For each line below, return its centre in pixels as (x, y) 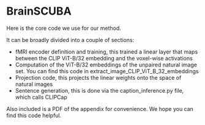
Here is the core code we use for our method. (64, 28)
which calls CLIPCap (41, 97)
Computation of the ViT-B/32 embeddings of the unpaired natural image (106, 65)
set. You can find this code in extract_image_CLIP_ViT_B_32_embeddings (107, 71)
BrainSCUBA (39, 11)
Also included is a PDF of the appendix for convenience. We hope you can (100, 109)
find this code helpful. (34, 115)
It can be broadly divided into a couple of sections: (70, 40)
